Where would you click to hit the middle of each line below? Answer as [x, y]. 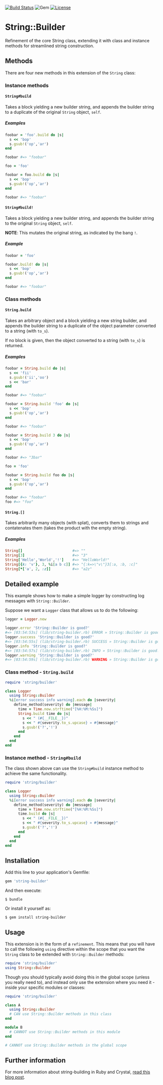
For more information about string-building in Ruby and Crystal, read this [78, 1072]
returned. [14, 346]
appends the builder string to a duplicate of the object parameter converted [81, 326]
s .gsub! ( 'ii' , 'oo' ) [29, 377]
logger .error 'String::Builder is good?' [48, 628]
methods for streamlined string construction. [50, 46]
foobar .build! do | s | [27, 264]
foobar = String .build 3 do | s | [38, 435]
